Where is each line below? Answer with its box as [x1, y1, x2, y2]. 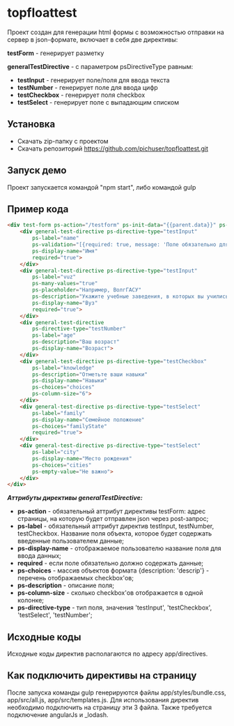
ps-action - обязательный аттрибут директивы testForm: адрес [17, 507, 206, 515]
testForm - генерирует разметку [7, 49, 104, 57]
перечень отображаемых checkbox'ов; [17, 574, 134, 582]
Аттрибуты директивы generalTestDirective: [7, 494, 143, 502]
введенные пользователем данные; [17, 537, 124, 545]
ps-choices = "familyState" [32, 423, 108, 430]
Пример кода [7, 203, 69, 215]
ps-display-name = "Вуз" [32, 299, 98, 306]
